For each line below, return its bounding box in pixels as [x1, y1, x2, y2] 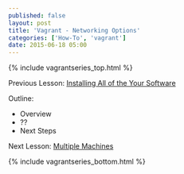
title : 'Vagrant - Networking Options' [8, 26, 141, 34]
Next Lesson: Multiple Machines [8, 141, 114, 151]
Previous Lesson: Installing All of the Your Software [8, 79, 177, 88]
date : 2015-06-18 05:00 [8, 41, 88, 49]
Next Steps [19, 126, 57, 136]
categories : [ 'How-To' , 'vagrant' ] [8, 33, 127, 42]
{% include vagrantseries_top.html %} [8, 63, 133, 72]
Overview [19, 109, 52, 119]
